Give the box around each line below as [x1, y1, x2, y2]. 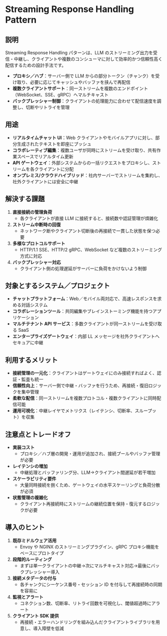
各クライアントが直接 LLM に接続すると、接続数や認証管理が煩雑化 [19, 215, 158, 221]
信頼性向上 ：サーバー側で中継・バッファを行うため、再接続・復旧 [12, 383, 148, 389]
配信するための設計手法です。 [5, 62, 66, 68]
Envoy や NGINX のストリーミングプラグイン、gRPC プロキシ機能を [19, 544, 159, 550]
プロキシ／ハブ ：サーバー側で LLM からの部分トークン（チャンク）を [12, 73, 155, 79]
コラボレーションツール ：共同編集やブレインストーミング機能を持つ [12, 308, 153, 314]
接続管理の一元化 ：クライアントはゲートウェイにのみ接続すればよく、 [12, 370, 157, 376]
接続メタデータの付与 [12, 575, 56, 581]
